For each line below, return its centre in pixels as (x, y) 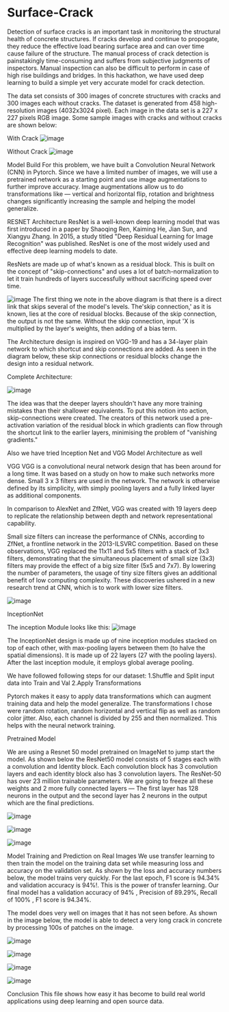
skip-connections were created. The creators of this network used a (103, 418)
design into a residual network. (51, 363)
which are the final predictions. (51, 802)
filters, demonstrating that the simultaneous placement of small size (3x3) (111, 558)
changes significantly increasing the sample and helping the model (102, 201)
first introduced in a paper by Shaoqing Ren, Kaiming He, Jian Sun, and (107, 229)
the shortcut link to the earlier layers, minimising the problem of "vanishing (112, 432)
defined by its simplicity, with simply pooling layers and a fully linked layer (111, 488)
